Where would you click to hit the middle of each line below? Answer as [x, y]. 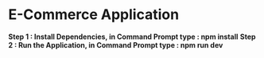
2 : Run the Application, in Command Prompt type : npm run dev [116, 44]
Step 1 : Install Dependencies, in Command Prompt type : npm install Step [132, 37]
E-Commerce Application [94, 15]
